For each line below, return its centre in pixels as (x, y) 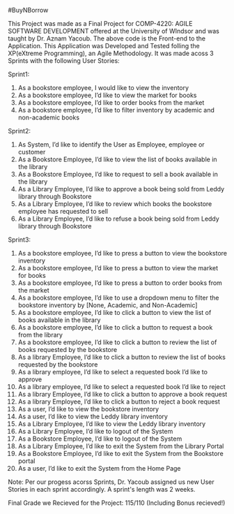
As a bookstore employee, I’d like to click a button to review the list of (117, 342)
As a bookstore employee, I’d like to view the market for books (107, 95)
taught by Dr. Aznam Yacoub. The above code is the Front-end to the (107, 38)
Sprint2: (19, 131)
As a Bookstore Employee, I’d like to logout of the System (100, 439)
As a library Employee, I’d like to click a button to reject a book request (119, 402)
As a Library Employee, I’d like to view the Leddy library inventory (112, 424)
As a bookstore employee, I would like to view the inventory (103, 88)
